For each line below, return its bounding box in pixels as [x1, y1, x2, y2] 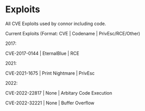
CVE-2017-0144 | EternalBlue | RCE [5, 50, 80, 56]
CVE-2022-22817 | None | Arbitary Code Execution [5, 90, 112, 96]
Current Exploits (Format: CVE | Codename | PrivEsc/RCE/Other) [5, 30, 140, 36]
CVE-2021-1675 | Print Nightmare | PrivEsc [5, 70, 95, 76]
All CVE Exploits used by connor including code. [5, 20, 106, 27]
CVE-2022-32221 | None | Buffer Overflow [5, 100, 95, 106]
